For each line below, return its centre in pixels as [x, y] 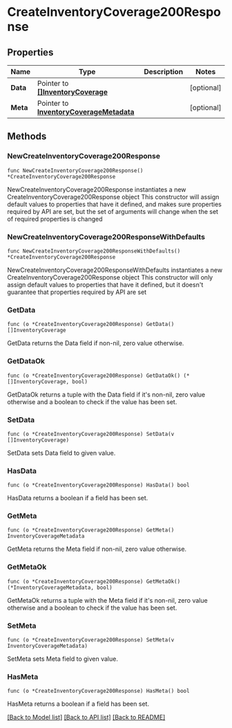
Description [164, 72]
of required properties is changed [55, 219]
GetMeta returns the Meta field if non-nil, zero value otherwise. [97, 549]
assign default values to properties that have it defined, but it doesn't [105, 284]
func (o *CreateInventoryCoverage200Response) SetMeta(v [91, 640]
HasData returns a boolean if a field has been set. [78, 498]
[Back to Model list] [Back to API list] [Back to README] [86, 718]
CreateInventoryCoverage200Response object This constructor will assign [113, 197]
